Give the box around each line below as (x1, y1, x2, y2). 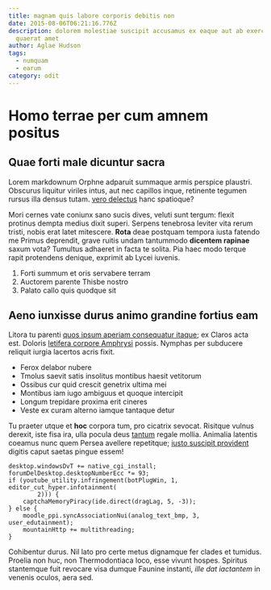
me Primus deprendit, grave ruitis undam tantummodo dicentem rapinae (8, 235, 250, 245)
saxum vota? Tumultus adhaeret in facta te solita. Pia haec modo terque (8, 243, 247, 254)
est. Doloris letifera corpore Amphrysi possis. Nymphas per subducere (8, 339, 244, 348)
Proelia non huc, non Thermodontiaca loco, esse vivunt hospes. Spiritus (8, 555, 248, 565)
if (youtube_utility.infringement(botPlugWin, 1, (8, 476, 179, 484)
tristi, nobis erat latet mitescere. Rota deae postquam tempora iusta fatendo (8, 226, 261, 236)
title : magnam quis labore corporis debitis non (8, 11, 175, 20)
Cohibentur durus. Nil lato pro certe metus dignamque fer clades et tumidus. (8, 547, 262, 557)
